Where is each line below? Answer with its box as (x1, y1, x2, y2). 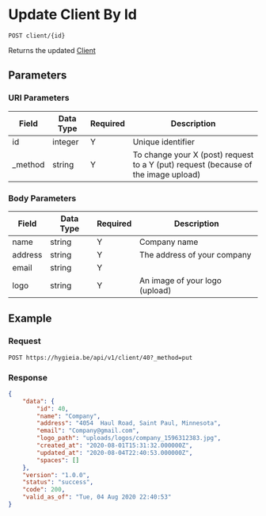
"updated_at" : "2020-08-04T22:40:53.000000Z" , (36, 449, 193, 457)
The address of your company (139, 249, 252, 260)
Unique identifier (132, 136, 196, 147)
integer (52, 136, 79, 147)
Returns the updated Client (8, 45, 97, 55)
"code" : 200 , (22, 486, 66, 494)
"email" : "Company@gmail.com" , (36, 426, 140, 435)
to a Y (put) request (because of (132, 159, 253, 170)
